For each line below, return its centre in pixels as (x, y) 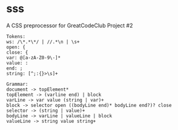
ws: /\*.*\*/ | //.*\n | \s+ (43, 42)
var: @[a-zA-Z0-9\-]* (34, 57)
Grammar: (17, 84)
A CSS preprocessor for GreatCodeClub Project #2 (70, 25)
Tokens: (16, 36)
